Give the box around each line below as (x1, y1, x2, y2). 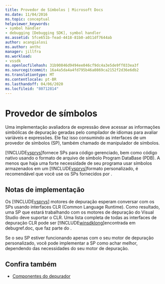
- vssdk (5, 58, 21, 63)
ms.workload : (5, 53, 32, 59)
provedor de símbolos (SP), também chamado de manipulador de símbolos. (5, 140, 160, 146)
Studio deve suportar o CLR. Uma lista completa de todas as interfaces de (5, 215, 157, 221)
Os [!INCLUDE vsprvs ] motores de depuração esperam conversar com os (5, 199, 155, 205)
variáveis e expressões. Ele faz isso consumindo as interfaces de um (5, 135, 147, 141)
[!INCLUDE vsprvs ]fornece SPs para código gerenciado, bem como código (5, 150, 158, 156)
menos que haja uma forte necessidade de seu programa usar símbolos (5, 160, 153, 166)
